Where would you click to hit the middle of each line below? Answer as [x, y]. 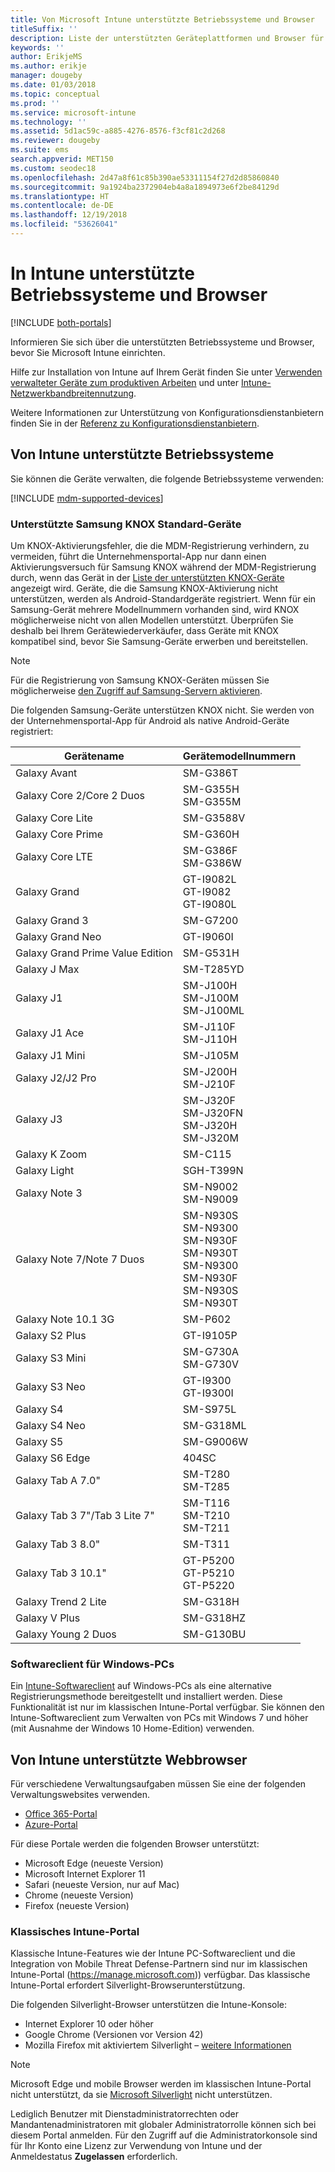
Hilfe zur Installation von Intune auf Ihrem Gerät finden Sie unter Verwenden [166, 372]
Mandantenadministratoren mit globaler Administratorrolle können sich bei [163, 2125]
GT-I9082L [209, 879]
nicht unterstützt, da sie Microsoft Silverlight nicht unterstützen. [141, 2095]
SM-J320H [210, 1125]
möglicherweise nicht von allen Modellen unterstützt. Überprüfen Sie [152, 620]
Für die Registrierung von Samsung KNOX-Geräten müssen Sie [140, 680]
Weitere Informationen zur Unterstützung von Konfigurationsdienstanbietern [167, 412]
